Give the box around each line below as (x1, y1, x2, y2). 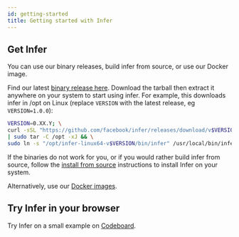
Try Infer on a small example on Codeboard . (7, 221, 137, 230)
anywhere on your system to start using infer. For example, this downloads (7, 91, 226, 100)
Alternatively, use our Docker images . (7, 181, 117, 190)
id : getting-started (7, 10, 69, 18)
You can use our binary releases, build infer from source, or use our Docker (7, 62, 229, 71)
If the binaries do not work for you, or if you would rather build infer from (7, 152, 221, 161)
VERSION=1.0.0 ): (7, 106, 53, 115)
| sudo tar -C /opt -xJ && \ (7, 133, 94, 141)
